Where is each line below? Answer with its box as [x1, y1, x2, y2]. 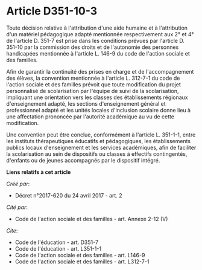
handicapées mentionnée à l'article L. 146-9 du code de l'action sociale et [6, 50, 190, 57]
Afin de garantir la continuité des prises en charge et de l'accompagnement [6, 68, 194, 75]
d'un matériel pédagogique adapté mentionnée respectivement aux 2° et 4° [6, 30, 194, 37]
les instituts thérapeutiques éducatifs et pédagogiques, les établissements [6, 137, 191, 144]
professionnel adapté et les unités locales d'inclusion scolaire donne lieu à [6, 106, 191, 114]
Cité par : [6, 204, 28, 211]
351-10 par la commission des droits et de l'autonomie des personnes [6, 43, 179, 51]
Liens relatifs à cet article [6, 168, 71, 176]
